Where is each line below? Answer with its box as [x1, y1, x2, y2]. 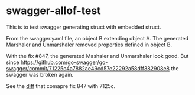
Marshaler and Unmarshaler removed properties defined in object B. [6, 41, 173, 48]
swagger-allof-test [6, 4, 102, 18]
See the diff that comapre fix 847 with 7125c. [6, 82, 116, 89]
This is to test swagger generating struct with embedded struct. [6, 23, 161, 30]
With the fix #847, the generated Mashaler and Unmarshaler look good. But [6, 52, 189, 59]
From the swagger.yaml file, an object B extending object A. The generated [6, 35, 189, 42]
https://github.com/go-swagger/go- [20, 59, 108, 66]
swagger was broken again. [6, 71, 74, 78]
